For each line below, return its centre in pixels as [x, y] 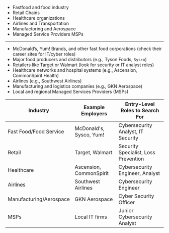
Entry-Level [140, 104]
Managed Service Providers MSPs [48, 34]
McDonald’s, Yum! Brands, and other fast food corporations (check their [87, 49]
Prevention [131, 159]
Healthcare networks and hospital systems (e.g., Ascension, [75, 70]
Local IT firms [91, 217]
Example [94, 107]
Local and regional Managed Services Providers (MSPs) [70, 91]
